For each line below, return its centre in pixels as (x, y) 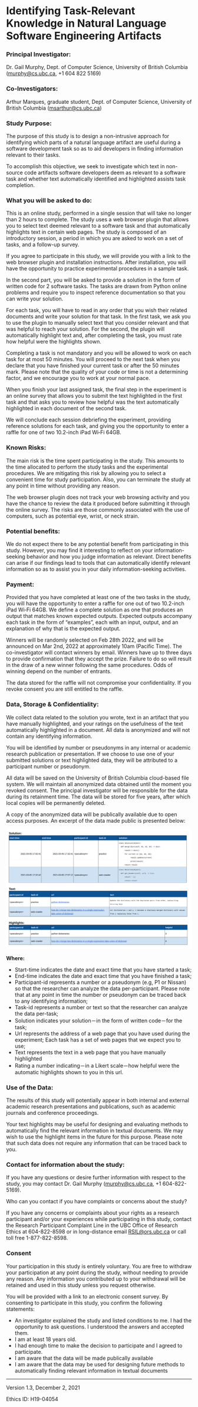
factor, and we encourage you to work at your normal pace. (78, 378)
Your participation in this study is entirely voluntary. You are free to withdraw (99, 1266)
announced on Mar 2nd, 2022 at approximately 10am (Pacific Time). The (94, 646)
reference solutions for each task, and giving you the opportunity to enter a (97, 426)
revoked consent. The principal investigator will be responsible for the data (97, 790)
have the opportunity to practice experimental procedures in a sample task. (98, 269)
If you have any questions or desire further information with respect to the (96, 1177)
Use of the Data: (30, 1087)
